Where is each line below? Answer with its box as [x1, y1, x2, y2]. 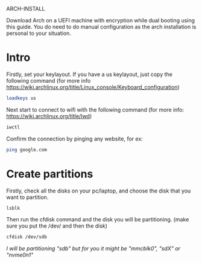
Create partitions [6, 167, 93, 180]
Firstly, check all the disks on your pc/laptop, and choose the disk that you [6, 187, 191, 194]
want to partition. [6, 193, 49, 201]
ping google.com [6, 147, 47, 153]
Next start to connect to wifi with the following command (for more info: [6, 106, 185, 113]
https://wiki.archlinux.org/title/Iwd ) [6, 112, 92, 119]
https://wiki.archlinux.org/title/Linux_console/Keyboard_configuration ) [6, 83, 180, 90]
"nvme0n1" [6, 252, 34, 259]
